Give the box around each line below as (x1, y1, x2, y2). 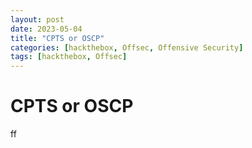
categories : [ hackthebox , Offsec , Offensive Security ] (10, 42, 244, 53)
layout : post (10, 14, 65, 25)
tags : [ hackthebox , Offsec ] (10, 52, 128, 62)
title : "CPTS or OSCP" (10, 33, 105, 43)
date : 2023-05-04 (10, 24, 83, 34)
